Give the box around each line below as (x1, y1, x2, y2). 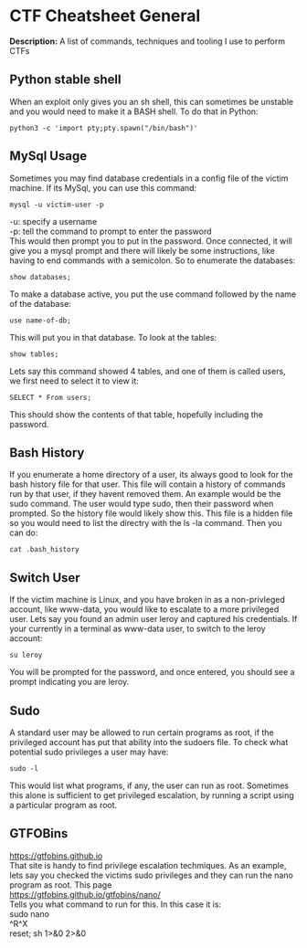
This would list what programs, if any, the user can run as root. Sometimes (9, 780, 290, 791)
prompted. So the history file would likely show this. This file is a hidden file (9, 508, 293, 519)
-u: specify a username (9, 216, 98, 226)
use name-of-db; (9, 316, 71, 325)
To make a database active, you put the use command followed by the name (9, 289, 297, 300)
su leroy (9, 650, 43, 660)
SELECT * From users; (9, 393, 92, 402)
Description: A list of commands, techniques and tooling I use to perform (9, 36, 286, 47)
